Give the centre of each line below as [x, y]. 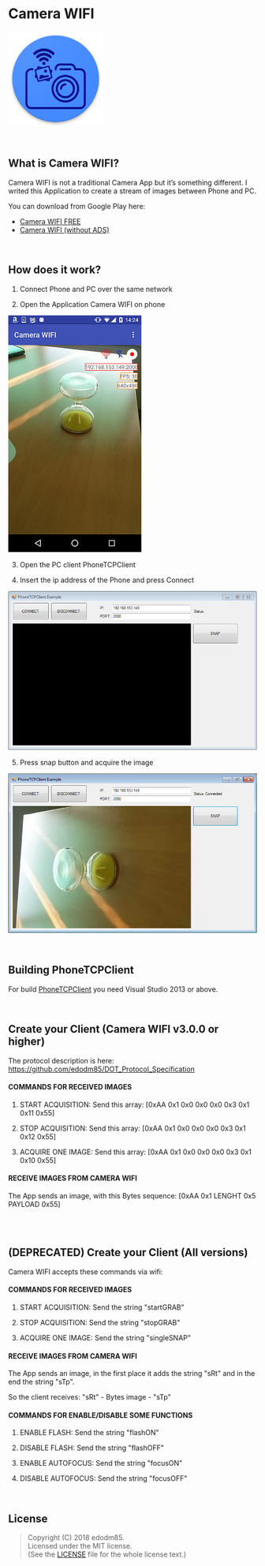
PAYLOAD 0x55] [34, 1204]
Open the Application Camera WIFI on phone [92, 304]
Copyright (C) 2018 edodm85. [76, 1538]
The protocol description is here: [61, 1060]
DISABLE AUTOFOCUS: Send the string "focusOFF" [103, 1478]
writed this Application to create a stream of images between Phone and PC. [132, 191]
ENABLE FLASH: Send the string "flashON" [89, 1433]
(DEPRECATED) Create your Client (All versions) [128, 1252]
